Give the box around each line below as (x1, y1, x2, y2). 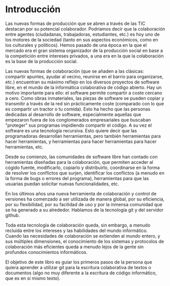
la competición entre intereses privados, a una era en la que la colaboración (5, 52, 164, 59)
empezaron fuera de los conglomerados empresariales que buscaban (5, 117, 151, 123)
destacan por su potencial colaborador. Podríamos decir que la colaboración (5, 25, 165, 32)
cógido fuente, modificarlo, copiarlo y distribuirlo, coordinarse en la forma (5, 164, 160, 170)
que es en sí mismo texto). (5, 275, 61, 281)
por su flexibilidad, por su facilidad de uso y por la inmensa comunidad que (5, 201, 162, 207)
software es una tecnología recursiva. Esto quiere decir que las (5, 127, 137, 133)
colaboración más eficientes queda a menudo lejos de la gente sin (5, 243, 144, 250)
